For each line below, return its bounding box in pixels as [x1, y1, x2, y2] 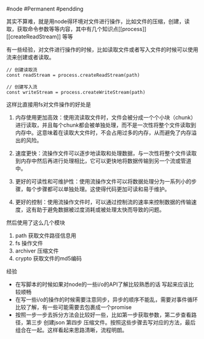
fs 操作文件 [15, 240, 43, 246]
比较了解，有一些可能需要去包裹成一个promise [15, 304, 132, 310]
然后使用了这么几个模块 [6, 219, 65, 226]
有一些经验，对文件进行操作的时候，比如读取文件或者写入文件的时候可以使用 [6, 46, 199, 53]
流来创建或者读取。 [6, 54, 55, 60]
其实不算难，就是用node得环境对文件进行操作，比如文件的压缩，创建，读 [6, 18, 190, 25]
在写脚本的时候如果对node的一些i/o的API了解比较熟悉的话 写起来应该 [15, 280, 189, 288]
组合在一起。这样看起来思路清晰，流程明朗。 [15, 326, 128, 334]
